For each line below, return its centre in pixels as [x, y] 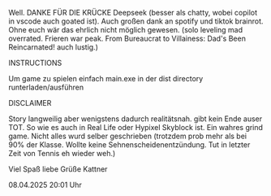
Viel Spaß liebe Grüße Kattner [58, 169]
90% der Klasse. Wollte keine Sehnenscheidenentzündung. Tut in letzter [129, 145]
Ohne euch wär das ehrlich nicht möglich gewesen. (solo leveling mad [126, 30]
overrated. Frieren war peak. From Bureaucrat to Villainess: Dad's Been [127, 38]
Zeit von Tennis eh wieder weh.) [62, 153]
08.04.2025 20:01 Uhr [45, 185]
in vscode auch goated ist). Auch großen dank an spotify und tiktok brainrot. [136, 21]
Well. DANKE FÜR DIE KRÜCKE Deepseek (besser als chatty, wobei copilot [133, 13]
